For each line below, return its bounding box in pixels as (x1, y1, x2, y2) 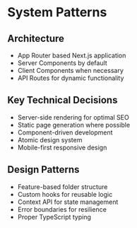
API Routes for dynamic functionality (17, 74, 124, 82)
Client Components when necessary (17, 67, 124, 74)
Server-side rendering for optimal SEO (17, 113, 129, 121)
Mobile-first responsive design (17, 143, 107, 152)
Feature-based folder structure (17, 182, 108, 191)
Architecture (7, 33, 65, 45)
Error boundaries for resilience (17, 205, 107, 213)
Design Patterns (7, 164, 80, 176)
